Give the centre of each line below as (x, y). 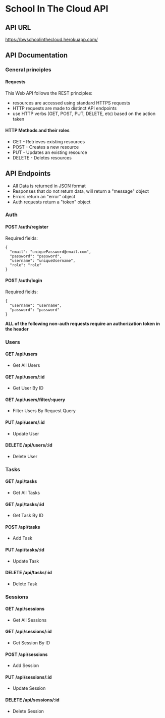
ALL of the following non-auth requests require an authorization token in (83, 323)
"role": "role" (26, 265)
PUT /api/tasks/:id (25, 549)
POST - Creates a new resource (46, 147)
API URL (18, 27)
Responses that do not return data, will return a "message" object (81, 191)
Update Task (26, 561)
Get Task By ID (28, 516)
